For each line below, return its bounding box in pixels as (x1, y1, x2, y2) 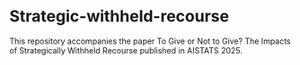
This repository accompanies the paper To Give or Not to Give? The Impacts (9, 36, 291, 46)
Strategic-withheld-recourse (9, 6, 230, 27)
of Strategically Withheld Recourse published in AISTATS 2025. (9, 45, 243, 55)
